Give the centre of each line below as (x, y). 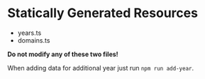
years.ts (29, 33)
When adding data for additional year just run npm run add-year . (101, 68)
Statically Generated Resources (103, 13)
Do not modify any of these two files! (63, 54)
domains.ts (34, 40)
